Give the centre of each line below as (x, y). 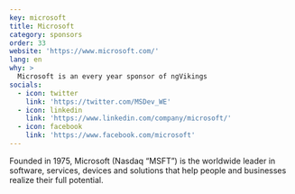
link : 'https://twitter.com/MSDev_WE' (98, 102)
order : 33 (28, 43)
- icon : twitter (48, 93)
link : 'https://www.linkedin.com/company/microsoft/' (129, 118)
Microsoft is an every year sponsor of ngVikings (112, 77)
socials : (26, 85)
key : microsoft (38, 18)
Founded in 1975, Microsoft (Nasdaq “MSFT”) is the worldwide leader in (143, 161)
